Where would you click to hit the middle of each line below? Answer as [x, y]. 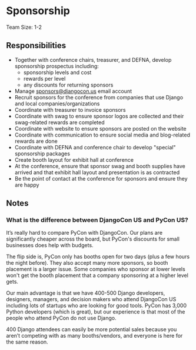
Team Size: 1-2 [24, 27]
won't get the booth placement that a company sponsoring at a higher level [97, 275]
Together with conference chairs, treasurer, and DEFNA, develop [93, 59]
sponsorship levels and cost [57, 72]
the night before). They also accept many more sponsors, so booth [87, 263]
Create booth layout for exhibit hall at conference [74, 159]
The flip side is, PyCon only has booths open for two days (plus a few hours [98, 256]
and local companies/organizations [57, 104]
